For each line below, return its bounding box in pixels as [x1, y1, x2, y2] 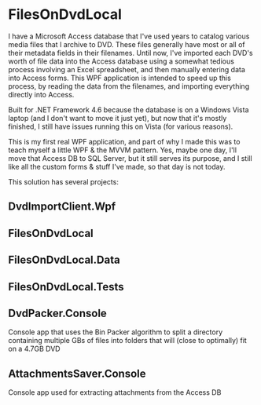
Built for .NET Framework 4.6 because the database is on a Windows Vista [8, 104, 249, 115]
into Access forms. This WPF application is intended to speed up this [8, 73, 232, 82]
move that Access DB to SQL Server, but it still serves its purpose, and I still [8, 153, 253, 162]
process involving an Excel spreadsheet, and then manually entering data [8, 64, 246, 74]
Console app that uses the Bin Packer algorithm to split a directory [8, 327, 223, 337]
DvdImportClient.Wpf [8, 200, 116, 213]
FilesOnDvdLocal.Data [8, 254, 120, 267]
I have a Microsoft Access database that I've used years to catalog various [8, 31, 250, 41]
